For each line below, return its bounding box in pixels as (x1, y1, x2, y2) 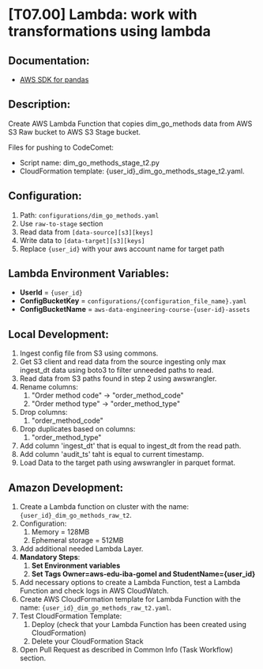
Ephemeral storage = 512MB (31, 536, 124, 545)
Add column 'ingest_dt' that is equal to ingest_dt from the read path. (19, 441, 242, 450)
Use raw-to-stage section (19, 219, 103, 228)
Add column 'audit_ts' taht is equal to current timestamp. (19, 450, 205, 459)
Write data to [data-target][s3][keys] (19, 235, 145, 245)
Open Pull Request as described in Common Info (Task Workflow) (19, 645, 234, 655)
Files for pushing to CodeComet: (8, 143, 115, 152)
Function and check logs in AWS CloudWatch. (19, 586, 169, 595)
